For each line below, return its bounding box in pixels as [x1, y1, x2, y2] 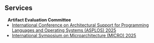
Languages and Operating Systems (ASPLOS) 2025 [11, 27, 117, 33]
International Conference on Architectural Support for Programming [11, 22, 149, 28]
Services [4, 4, 33, 12]
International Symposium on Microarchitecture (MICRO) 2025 [11, 32, 136, 38]
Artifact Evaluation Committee [7, 17, 71, 22]
